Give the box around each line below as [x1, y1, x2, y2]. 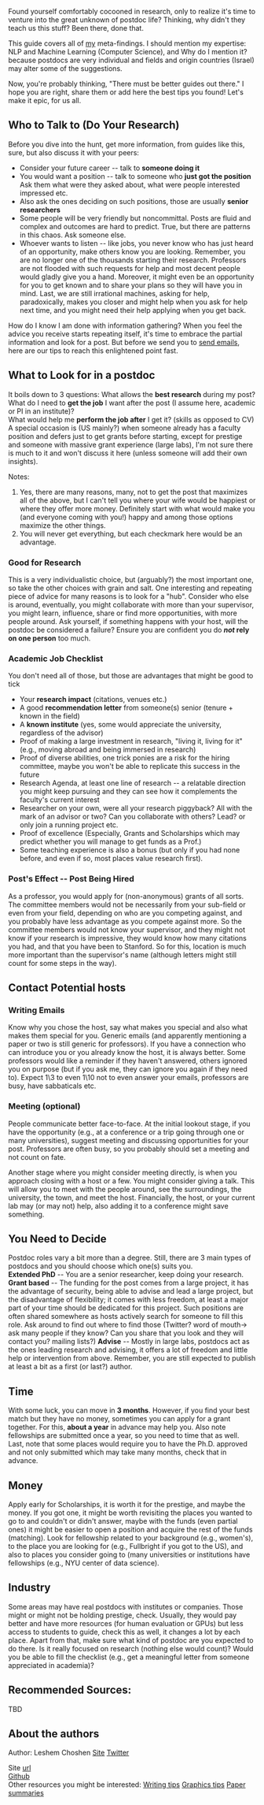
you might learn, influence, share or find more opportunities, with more [8, 608, 237, 618]
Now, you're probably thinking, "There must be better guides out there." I [8, 79, 244, 88]
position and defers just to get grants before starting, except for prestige [8, 431, 243, 440]
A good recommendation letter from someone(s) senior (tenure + [19, 703, 233, 712]
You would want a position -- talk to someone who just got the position [19, 171, 251, 180]
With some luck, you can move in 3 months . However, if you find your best [8, 1406, 250, 1415]
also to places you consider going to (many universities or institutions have [8, 1550, 251, 1559]
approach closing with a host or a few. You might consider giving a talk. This [8, 1175, 255, 1185]
